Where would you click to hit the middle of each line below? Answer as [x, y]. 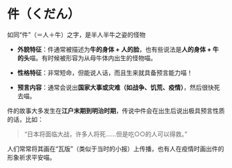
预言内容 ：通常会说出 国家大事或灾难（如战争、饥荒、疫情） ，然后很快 [115, 87]
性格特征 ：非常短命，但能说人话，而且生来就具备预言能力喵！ [105, 73]
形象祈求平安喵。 [31, 157]
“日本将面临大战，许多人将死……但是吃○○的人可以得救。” [106, 134]
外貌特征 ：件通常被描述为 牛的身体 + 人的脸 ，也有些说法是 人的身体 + [114, 49]
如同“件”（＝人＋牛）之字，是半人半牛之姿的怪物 [77, 35]
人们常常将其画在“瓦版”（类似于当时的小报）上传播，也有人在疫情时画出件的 [116, 149]
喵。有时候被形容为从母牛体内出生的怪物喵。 [93, 58]
